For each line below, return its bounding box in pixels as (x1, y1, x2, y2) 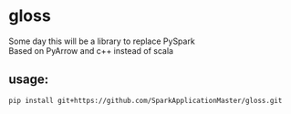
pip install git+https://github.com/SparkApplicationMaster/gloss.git (8, 96, 283, 105)
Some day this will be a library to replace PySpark (8, 36, 195, 47)
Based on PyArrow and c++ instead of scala (8, 45, 174, 56)
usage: (8, 72, 49, 88)
